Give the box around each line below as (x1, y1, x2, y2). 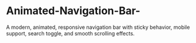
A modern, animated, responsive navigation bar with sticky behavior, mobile (6, 24, 190, 31)
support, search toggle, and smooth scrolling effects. (6, 29, 135, 37)
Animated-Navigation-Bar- (6, 4, 141, 18)
